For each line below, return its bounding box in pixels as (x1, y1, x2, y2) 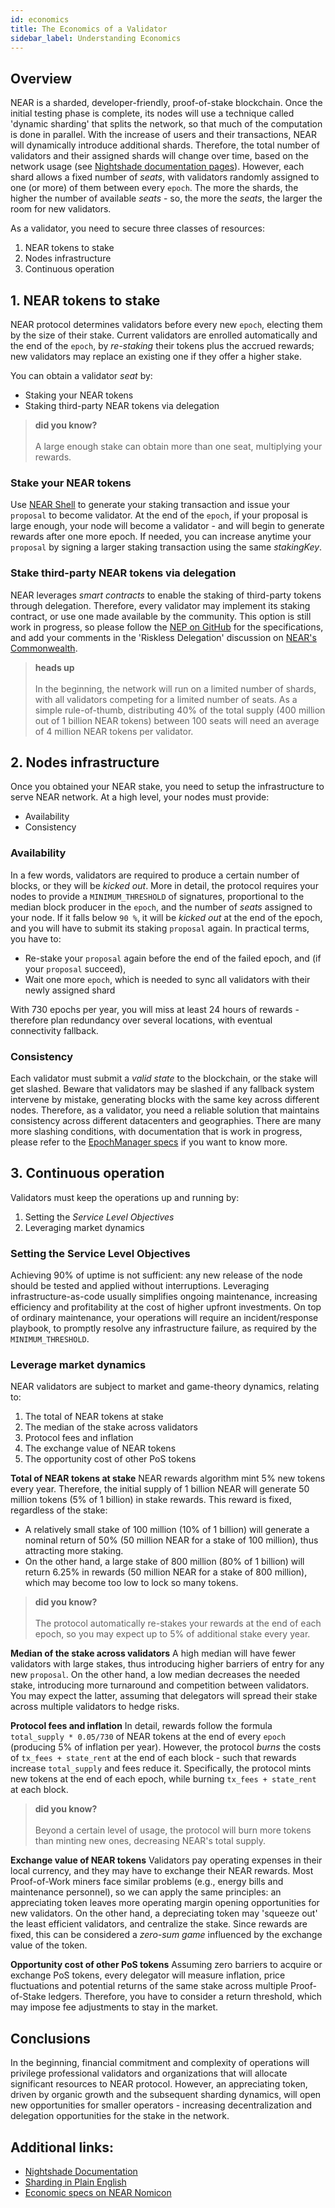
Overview (10, 70, 73, 87)
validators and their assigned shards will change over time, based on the (10, 150, 309, 162)
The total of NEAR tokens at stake (24, 1411, 164, 1423)
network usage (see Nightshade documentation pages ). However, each (10, 161, 305, 173)
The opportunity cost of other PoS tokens (24, 1453, 197, 1465)
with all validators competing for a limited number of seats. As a (34, 693, 298, 705)
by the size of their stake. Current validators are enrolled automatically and (10, 329, 318, 341)
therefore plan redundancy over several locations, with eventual (10, 1014, 273, 1026)
